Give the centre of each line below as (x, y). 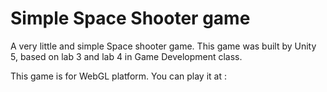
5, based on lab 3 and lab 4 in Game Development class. (126, 56)
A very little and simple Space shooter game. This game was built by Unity (163, 46)
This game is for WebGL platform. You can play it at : (118, 76)
